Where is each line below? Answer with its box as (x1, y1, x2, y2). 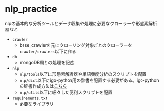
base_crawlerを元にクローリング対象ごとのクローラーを (19, 42, 133, 48)
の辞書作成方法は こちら (19, 83, 67, 89)
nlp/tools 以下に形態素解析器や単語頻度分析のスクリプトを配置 (19, 71, 147, 77)
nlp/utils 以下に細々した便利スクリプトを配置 (19, 89, 113, 95)
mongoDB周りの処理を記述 (19, 59, 74, 65)
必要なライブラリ (19, 101, 54, 107)
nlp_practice (5, 3, 57, 15)
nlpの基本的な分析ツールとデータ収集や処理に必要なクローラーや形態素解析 (5, 20, 158, 26)
